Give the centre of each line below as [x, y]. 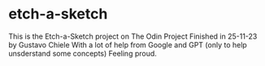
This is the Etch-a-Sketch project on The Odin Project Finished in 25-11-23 [133, 36]
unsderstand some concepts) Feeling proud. [83, 53]
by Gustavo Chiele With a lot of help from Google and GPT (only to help [128, 44]
